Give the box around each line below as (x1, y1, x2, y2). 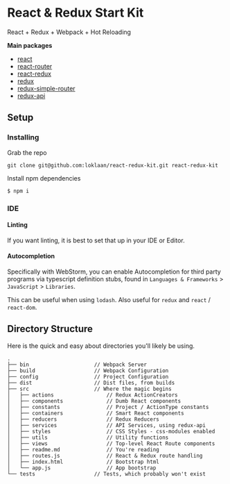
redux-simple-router (17, 84, 76, 92)
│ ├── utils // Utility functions (7, 434, 169, 441)
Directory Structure (7, 323, 94, 335)
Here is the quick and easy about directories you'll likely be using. (7, 342, 195, 350)
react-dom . (7, 303, 37, 311)
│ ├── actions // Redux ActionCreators (7, 391, 178, 399)
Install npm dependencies (7, 174, 81, 182)
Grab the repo (7, 148, 47, 157)
